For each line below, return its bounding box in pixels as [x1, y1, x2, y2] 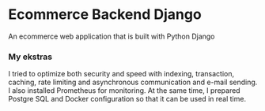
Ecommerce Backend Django [8, 6, 202, 24]
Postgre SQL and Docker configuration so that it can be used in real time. [8, 94, 247, 104]
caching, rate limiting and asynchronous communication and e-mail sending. [8, 77, 258, 87]
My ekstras [8, 51, 53, 62]
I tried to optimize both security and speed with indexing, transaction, [8, 69, 235, 79]
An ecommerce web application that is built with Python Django [8, 31, 215, 41]
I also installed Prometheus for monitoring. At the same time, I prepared [8, 86, 240, 95]
